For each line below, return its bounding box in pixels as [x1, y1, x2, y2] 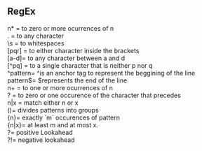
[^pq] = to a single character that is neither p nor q [7, 61, 153, 69]
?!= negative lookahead [7, 136, 75, 144]
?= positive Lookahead [7, 128, 74, 136]
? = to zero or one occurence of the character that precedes [7, 91, 181, 99]
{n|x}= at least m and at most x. [7, 120, 99, 129]
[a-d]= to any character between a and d [7, 54, 126, 62]
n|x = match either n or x [7, 98, 79, 107]
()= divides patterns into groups [7, 106, 100, 114]
